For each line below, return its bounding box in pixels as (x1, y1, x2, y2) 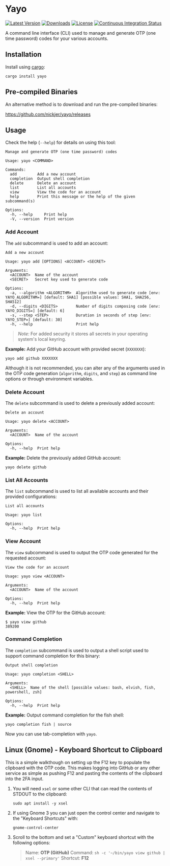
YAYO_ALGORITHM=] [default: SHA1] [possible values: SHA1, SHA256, (5, 295, 152, 300)
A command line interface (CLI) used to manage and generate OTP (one (5, 30, 156, 36)
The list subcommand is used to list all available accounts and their (5, 488, 149, 494)
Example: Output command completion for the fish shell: (5, 712, 125, 718)
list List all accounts (10, 185, 76, 190)
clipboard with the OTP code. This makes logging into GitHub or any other (5, 765, 160, 771)
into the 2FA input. (5, 775, 44, 782)
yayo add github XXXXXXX (5, 356, 58, 361)
